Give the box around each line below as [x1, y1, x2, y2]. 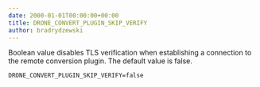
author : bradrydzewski [8, 26, 83, 34]
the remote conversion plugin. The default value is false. [8, 56, 193, 66]
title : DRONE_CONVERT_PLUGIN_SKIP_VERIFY [8, 19, 148, 27]
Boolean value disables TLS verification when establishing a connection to [8, 48, 252, 58]
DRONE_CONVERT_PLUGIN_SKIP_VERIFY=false [8, 72, 145, 80]
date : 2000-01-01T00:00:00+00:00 [8, 11, 119, 20]
